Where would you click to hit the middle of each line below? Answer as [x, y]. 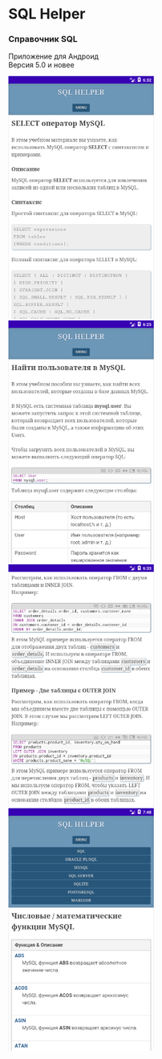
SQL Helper [47, 14]
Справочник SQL [43, 39]
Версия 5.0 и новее [41, 65]
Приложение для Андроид [53, 56]
